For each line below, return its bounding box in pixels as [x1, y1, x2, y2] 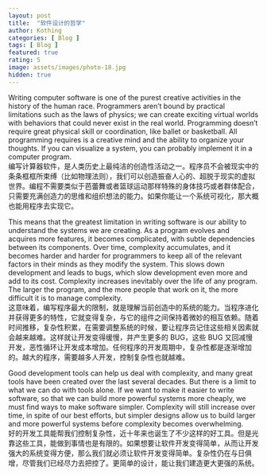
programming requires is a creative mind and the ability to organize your [8, 134, 245, 144]
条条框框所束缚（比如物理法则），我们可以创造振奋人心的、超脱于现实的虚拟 [8, 171, 256, 181]
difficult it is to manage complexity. [8, 293, 123, 302]
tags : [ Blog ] [8, 41, 59, 49]
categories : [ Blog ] [8, 33, 80, 42]
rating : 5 [8, 56, 41, 64]
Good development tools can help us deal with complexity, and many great [8, 368, 253, 378]
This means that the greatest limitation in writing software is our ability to [8, 216, 247, 227]
